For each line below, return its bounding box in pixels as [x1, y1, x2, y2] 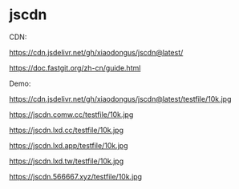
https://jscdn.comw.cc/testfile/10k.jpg [9, 110, 134, 119]
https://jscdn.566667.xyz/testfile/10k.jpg [9, 171, 143, 181]
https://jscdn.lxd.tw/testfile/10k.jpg [9, 156, 124, 166]
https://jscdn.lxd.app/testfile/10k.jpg [9, 140, 128, 150]
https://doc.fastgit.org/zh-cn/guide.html [9, 62, 141, 73]
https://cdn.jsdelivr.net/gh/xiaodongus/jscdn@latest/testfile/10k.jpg [9, 94, 232, 103]
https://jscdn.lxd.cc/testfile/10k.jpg [9, 125, 124, 135]
